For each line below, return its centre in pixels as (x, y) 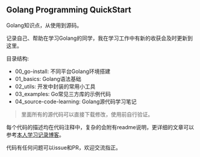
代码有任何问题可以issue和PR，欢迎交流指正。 (64, 147)
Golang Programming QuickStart (69, 10)
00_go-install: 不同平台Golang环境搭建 (62, 71)
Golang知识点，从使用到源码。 (44, 25)
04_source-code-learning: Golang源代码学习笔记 (76, 101)
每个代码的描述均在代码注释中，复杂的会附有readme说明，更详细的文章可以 (100, 127)
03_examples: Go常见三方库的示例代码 (63, 94)
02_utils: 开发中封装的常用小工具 (55, 86)
